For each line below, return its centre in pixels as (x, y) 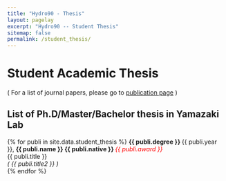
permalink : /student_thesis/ (49, 39)
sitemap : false (29, 33)
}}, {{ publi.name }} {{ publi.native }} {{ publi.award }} (85, 149)
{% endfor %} (27, 171)
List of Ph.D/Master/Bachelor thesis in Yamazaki (113, 114)
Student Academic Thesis (83, 74)
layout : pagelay (30, 20)
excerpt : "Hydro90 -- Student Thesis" (63, 26)
